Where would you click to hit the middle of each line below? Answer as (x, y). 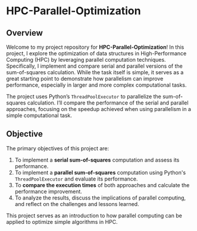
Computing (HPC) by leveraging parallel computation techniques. (86, 60)
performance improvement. (48, 191)
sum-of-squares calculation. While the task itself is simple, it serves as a (95, 72)
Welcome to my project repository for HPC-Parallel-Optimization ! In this (95, 47)
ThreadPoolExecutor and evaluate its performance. (76, 179)
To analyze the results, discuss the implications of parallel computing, (100, 198)
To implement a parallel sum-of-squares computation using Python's (100, 172)
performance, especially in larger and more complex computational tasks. (96, 85)
